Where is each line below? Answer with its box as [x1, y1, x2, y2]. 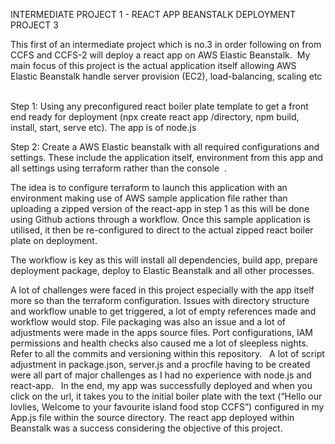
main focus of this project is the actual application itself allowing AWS [10, 60, 297, 71]
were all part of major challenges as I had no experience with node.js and [10, 369, 312, 381]
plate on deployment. [10, 235, 98, 246]
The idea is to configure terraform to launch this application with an [10, 182, 288, 193]
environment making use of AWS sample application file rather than [10, 192, 288, 204]
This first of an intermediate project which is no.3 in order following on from [10, 39, 322, 50]
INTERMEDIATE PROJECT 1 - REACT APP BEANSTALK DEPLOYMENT [10, 9, 296, 20]
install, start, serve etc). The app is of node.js [10, 122, 197, 133]
